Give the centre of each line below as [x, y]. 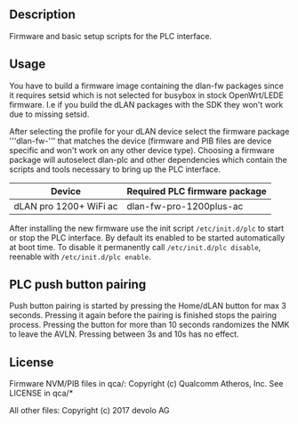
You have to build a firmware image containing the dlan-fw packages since [147, 86]
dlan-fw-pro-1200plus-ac [185, 206]
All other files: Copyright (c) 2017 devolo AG [90, 411]
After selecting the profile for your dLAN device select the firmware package [149, 131]
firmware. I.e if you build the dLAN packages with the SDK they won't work [146, 104]
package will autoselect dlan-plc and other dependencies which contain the [148, 159]
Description [42, 15]
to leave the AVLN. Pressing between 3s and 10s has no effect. [124, 334]
